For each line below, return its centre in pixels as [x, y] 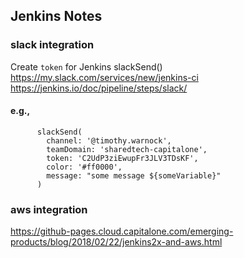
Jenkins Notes [56, 16]
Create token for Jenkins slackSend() [86, 66]
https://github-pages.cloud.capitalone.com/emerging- [122, 231]
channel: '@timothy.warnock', [109, 140]
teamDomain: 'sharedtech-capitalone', [127, 149]
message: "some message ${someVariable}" [134, 175]
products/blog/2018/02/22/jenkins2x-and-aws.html [116, 242]
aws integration [49, 209]
